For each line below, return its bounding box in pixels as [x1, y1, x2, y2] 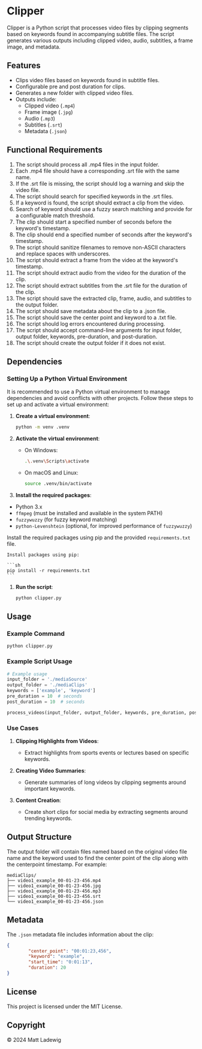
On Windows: [24, 447, 58, 454]
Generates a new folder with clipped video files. [15, 89, 134, 97]
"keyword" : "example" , [28, 954, 85, 960]
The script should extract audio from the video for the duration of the [15, 269, 186, 276]
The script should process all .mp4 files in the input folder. [15, 161, 159, 168]
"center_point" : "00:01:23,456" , [28, 948, 112, 954]
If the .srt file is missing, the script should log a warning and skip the [15, 180, 185, 187]
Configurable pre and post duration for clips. [15, 83, 126, 90]
